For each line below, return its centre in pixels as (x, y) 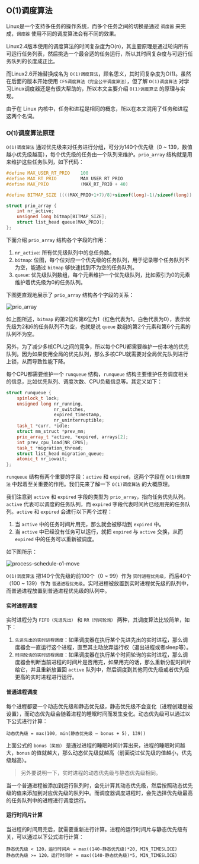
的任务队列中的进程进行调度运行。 (48, 800)
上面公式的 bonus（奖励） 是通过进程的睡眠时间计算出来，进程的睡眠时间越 (96, 745)
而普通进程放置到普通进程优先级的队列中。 (58, 591)
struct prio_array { (32, 206)
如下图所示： (22, 552)
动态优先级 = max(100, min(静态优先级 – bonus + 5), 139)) (76, 733)
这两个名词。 (22, 116)
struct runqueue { (29, 392)
